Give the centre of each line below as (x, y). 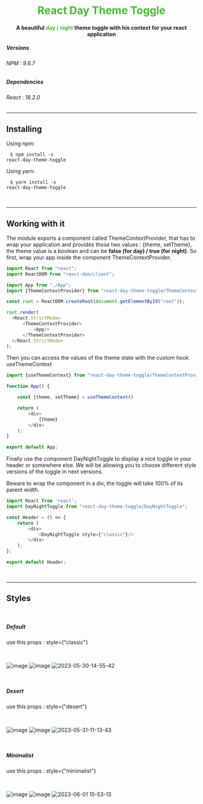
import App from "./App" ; (39, 285)
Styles (19, 598)
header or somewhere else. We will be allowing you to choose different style (101, 465)
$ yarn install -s (33, 182)
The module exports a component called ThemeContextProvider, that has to (101, 238)
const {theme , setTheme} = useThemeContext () (76, 397)
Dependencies (25, 82)
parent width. (23, 490)
